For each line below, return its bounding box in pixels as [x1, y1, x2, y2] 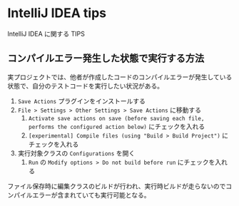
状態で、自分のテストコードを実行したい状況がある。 [7, 81, 164, 90]
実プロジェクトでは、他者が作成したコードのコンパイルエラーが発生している [7, 73, 233, 81]
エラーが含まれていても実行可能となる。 [31, 190, 151, 199]
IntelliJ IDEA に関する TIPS [7, 29, 86, 38]
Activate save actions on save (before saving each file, [28, 115, 205, 122]
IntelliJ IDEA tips [7, 5, 107, 21]
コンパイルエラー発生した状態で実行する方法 [7, 52, 205, 65]
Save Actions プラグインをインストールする [17, 96, 146, 105]
